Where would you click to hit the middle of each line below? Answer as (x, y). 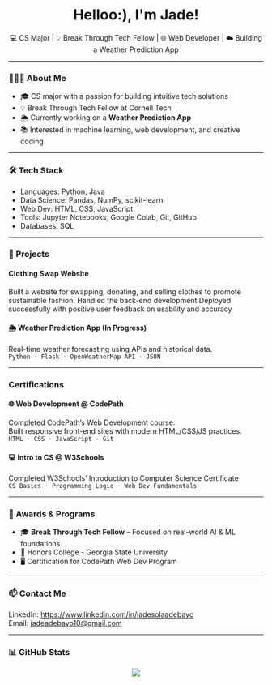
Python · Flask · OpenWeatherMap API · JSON (85, 357)
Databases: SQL (47, 225)
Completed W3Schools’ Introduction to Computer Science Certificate (123, 478)
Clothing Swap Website (49, 274)
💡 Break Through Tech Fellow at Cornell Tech (96, 108)
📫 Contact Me (37, 593)
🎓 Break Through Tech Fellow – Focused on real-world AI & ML (128, 532)
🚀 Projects (29, 255)
